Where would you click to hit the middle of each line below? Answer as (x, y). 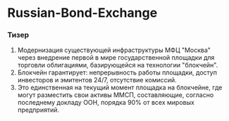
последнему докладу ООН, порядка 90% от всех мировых (106, 103)
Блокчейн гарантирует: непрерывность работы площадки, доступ (117, 72)
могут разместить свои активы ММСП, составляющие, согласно (116, 95)
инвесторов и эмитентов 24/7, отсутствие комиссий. (97, 80)
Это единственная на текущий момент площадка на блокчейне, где (120, 88)
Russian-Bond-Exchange (82, 13)
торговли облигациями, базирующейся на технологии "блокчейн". (118, 65)
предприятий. (38, 110)
